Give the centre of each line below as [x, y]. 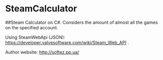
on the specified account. [32, 27]
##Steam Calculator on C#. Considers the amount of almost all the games [81, 22]
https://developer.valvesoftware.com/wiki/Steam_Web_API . [67, 42]
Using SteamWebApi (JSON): [35, 37]
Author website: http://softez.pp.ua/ [42, 52]
